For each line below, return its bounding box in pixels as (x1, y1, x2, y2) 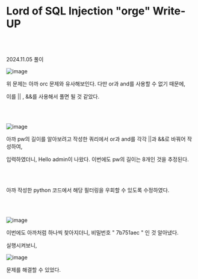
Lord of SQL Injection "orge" (6, 4, 150, 18)
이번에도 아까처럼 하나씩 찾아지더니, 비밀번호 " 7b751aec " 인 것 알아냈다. (6, 228, 179, 236)
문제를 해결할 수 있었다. (6, 266, 61, 273)
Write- (152, 4, 186, 18)
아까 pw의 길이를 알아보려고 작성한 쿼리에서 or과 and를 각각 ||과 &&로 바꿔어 (6, 135, 186, 143)
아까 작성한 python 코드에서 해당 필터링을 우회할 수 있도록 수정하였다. (6, 186, 170, 194)
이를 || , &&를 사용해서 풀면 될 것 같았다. (6, 93, 100, 100)
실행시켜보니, (6, 242, 37, 249)
